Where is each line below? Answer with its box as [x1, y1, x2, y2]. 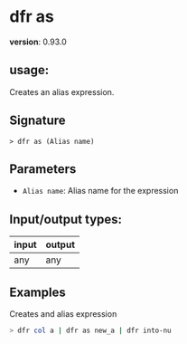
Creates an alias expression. [9, 86, 115, 97]
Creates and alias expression [9, 309, 117, 319]
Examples [9, 284, 66, 300]
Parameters [9, 161, 77, 177]
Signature [9, 113, 66, 129]
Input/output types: [9, 211, 123, 227]
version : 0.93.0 [9, 36, 68, 47]
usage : [9, 62, 50, 78]
